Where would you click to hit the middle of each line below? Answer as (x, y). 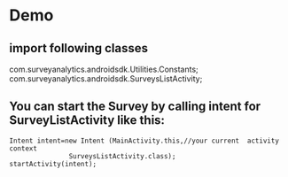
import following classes (79, 48)
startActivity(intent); (53, 164)
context (23, 148)
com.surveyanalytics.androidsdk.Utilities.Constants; (104, 69)
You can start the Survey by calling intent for (135, 107)
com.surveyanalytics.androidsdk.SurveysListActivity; (106, 79)
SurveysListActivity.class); (122, 156)
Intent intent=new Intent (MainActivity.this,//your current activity (144, 141)
